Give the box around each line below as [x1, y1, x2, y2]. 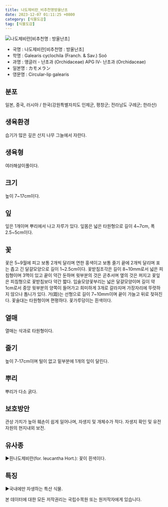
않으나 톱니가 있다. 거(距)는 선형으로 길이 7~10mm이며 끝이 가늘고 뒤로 [10, 291, 149, 297]
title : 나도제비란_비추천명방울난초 [5, 7, 68, 13]
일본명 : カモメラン [12, 65, 51, 71]
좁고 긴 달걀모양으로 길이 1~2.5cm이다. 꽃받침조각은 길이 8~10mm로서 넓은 [10, 266, 158, 272]
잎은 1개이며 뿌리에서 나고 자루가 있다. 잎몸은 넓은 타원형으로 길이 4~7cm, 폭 [5, 223, 155, 229]
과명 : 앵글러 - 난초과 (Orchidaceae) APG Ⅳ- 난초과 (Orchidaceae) [12, 59, 146, 65]
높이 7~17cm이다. [5, 193, 40, 199]
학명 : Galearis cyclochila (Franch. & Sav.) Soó [12, 53, 107, 59]
